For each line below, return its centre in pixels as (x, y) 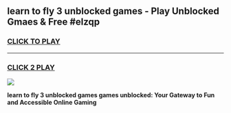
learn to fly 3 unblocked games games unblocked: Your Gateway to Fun (111, 95)
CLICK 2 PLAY (31, 67)
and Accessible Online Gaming (52, 102)
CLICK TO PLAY (34, 42)
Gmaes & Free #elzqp (54, 22)
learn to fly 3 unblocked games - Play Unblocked (113, 11)
